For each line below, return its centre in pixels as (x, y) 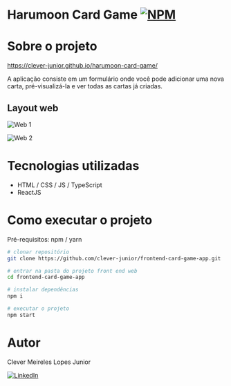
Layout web (33, 108)
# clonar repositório (38, 252)
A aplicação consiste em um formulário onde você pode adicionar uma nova (116, 79)
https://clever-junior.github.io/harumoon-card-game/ (82, 66)
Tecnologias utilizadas (73, 166)
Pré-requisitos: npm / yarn (45, 239)
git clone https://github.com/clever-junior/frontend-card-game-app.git (114, 258)
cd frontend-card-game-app (46, 277)
